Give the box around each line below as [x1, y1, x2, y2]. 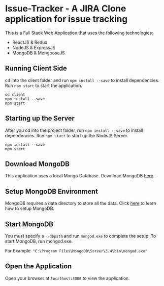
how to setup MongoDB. [5, 205, 55, 211]
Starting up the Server [5, 114, 75, 123]
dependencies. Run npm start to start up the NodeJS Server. [5, 132, 129, 138]
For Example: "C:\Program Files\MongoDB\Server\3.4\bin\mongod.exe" [5, 248, 148, 253]
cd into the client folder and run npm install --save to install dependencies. [5, 77, 160, 83]
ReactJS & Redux [12, 39, 48, 45]
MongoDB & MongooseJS [12, 50, 65, 56]
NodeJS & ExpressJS [12, 44, 56, 50]
